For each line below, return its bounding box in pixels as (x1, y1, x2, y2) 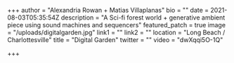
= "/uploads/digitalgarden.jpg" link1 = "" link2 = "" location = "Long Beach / (7, 28, 226, 36)
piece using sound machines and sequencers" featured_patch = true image (7, 21, 226, 29)
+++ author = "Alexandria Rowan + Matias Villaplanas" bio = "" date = (7, 6, 209, 14)
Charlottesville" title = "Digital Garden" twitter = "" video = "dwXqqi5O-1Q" (7, 36, 223, 44)
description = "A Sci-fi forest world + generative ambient (60, 13, 226, 22)
